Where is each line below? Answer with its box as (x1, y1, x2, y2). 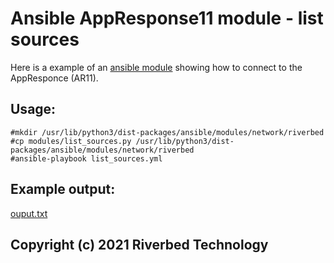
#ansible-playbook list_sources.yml (10, 153, 163, 164)
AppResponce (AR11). (10, 72, 99, 84)
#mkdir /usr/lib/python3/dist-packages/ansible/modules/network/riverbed (10, 127, 325, 137)
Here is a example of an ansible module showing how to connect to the (10, 61, 303, 73)
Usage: (10, 101, 57, 118)
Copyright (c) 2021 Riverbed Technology (10, 236, 269, 253)
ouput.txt (10, 207, 48, 219)
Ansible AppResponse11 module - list (10, 7, 324, 30)
